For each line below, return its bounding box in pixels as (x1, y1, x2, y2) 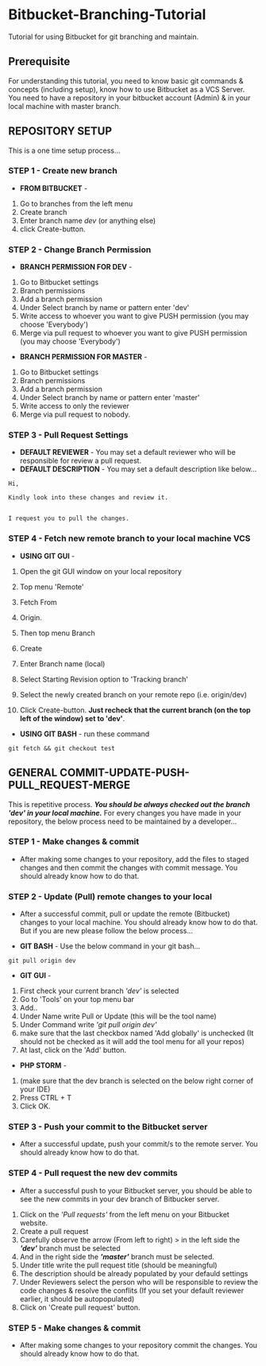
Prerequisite (8, 55, 71, 68)
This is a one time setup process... (8, 146, 121, 155)
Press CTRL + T (19, 1093, 72, 1103)
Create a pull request (19, 1226, 89, 1236)
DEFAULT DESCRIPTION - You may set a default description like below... (19, 464, 257, 474)
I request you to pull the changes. (8, 514, 129, 522)
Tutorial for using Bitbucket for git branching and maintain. (8, 32, 199, 41)
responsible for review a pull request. (19, 456, 141, 466)
